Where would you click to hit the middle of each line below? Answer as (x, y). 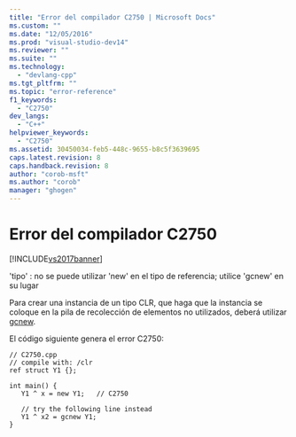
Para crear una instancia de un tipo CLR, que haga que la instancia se (136, 302)
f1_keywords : (33, 100)
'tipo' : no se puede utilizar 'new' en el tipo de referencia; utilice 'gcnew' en (146, 276)
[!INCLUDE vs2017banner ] (56, 259)
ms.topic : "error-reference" (63, 91)
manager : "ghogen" (43, 191)
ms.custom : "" (35, 26)
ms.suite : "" (33, 59)
